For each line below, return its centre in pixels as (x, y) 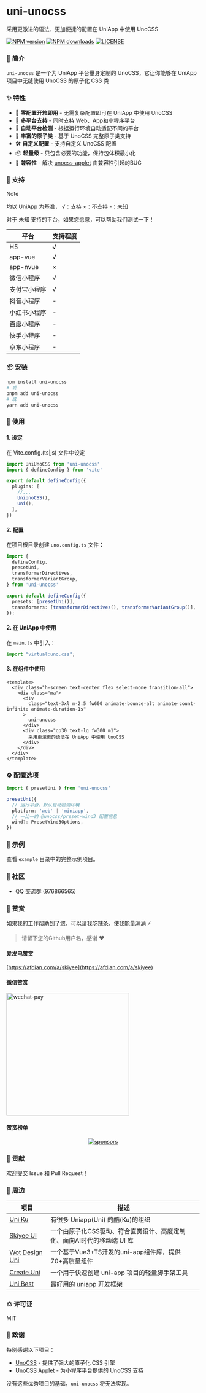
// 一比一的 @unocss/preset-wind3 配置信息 (65, 816)
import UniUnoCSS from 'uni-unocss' (53, 464)
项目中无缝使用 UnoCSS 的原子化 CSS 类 (58, 80)
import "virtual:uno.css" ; (41, 654)
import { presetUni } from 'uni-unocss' (59, 788)
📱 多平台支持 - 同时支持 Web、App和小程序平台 (75, 120)
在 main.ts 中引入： (31, 642)
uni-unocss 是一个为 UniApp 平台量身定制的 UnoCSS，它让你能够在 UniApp (102, 73)
